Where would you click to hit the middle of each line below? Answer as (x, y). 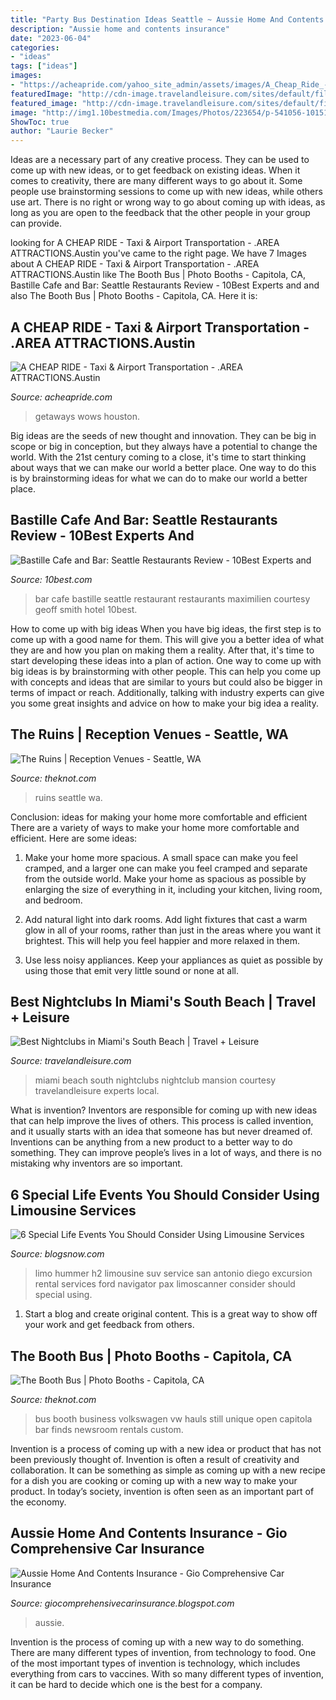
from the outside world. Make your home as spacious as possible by (165, 878)
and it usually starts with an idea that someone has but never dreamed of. (161, 1132)
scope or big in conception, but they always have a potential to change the (164, 446)
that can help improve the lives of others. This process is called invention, (162, 1121)
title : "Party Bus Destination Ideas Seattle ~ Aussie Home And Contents (167, 19)
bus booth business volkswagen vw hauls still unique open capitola (173, 1419)
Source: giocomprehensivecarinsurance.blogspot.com (122, 1603)
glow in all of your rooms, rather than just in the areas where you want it (173, 930)
